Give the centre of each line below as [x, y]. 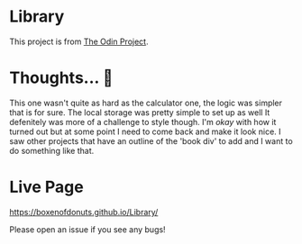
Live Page [46, 187]
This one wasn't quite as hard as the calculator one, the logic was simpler [146, 103]
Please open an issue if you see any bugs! [87, 229]
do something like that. [52, 150]
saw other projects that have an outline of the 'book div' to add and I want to [151, 140]
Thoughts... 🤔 [61, 78]
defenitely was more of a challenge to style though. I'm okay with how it [143, 122]
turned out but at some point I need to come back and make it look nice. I [145, 131]
